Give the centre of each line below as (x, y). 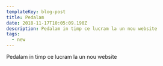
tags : (13, 34)
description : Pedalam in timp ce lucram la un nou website (82, 28)
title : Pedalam (25, 17)
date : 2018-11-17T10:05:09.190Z (47, 23)
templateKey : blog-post (36, 12)
